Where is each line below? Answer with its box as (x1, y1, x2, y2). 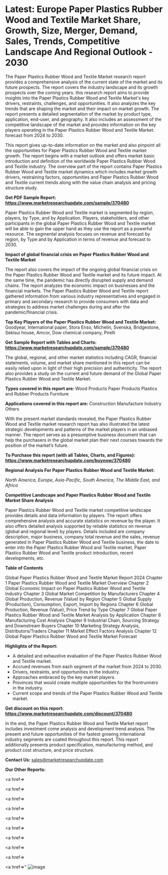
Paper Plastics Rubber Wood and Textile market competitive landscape (5, 507, 151, 513)
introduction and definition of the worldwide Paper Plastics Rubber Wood (5, 158, 156, 164)
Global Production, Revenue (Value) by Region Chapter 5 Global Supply (5, 596, 152, 602)
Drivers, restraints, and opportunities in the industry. (12, 668, 120, 674)
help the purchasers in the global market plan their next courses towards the (5, 437, 162, 443)
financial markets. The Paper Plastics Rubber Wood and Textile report (5, 287, 148, 294)
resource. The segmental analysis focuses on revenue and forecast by (5, 231, 150, 237)
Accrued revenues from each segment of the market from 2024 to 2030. (12, 663, 162, 669)
